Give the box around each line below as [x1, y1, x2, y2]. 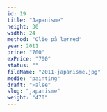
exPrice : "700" [7, 56, 51, 63]
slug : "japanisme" [7, 88, 60, 95]
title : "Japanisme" [7, 17, 64, 24]
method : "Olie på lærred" [7, 36, 82, 43]
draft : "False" [7, 81, 51, 88]
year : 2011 [7, 42, 39, 49]
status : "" [7, 62, 39, 69]
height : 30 [7, 23, 39, 30]
